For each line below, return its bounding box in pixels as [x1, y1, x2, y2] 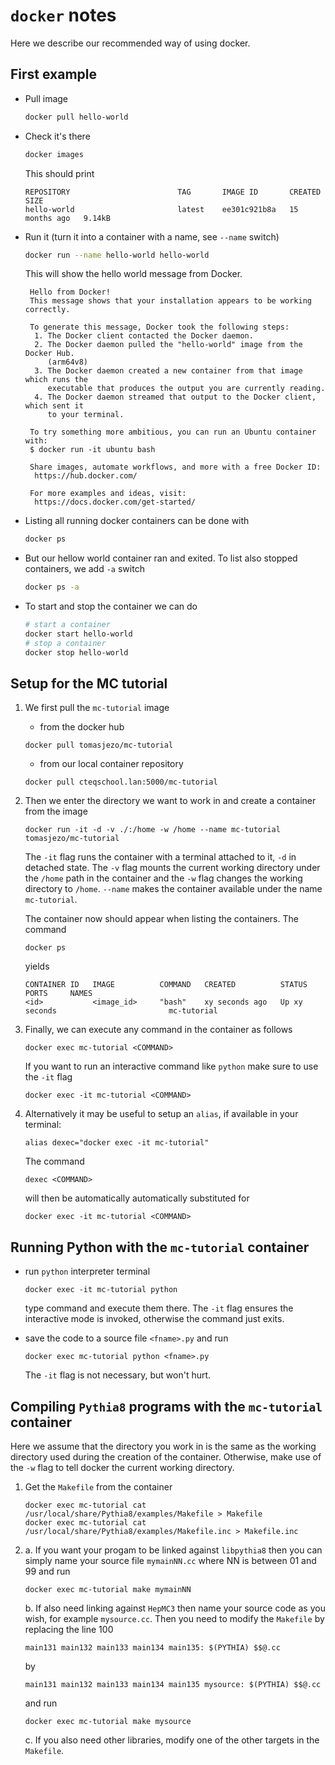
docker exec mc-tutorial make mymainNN [24, 1585, 192, 1595]
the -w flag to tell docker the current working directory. [10, 1462, 235, 1474]
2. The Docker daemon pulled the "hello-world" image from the [34, 340, 303, 350]
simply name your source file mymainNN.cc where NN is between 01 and [24, 1555, 317, 1567]
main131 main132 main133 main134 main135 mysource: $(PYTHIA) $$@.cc [24, 1680, 322, 1690]
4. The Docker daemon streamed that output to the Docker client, [34, 392, 317, 403]
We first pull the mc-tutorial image [24, 702, 170, 714]
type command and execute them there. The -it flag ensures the [24, 1302, 294, 1314]
